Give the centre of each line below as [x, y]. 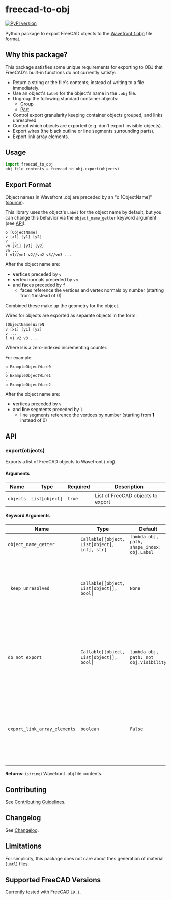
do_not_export [25, 657]
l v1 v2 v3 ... [21, 338]
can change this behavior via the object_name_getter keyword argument [81, 218]
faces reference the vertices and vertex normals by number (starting [92, 290]
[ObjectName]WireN [25, 325]
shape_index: [146, 547]
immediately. [26, 88]
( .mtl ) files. [17, 864]
